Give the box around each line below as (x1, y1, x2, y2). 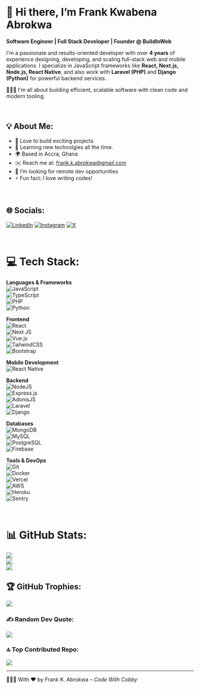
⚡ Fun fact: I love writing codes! (14, 174, 92, 181)
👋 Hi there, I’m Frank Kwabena (6, 5, 157, 19)
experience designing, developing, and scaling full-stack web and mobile (6, 55, 186, 63)
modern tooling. (6, 92, 45, 100)
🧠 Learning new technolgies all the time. (14, 143, 113, 151)
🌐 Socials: (6, 206, 45, 216)
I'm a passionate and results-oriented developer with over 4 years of (6, 49, 176, 56)
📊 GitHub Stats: (6, 528, 87, 542)
